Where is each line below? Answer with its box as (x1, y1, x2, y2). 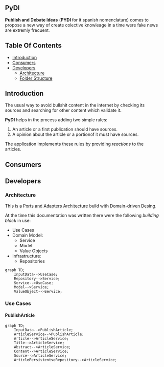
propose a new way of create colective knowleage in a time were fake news (5, 22, 158, 28)
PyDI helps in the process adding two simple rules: (5, 117, 108, 123)
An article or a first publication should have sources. (12, 127, 117, 132)
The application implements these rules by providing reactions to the (5, 141, 144, 147)
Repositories (19, 258, 45, 264)
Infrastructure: (12, 253, 42, 259)
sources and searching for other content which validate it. (5, 108, 122, 113)
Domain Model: (12, 232, 43, 238)
